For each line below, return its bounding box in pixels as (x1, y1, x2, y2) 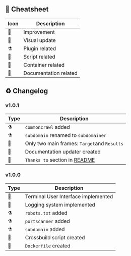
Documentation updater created (25, 148, 101, 155)
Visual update (23, 36, 56, 43)
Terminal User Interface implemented (25, 193, 113, 200)
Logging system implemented (25, 201, 96, 208)
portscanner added (25, 218, 70, 225)
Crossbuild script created (25, 234, 85, 241)
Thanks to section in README (25, 156, 95, 163)
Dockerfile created (25, 242, 71, 249)
